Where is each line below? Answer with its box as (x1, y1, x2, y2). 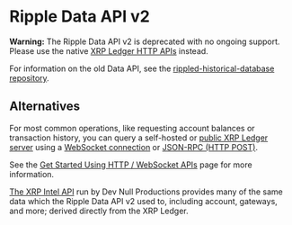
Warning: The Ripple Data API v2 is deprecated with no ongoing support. (9, 36, 280, 47)
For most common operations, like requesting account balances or (9, 122, 255, 133)
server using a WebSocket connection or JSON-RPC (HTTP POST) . (9, 141, 259, 152)
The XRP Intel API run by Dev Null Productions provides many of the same (9, 186, 283, 197)
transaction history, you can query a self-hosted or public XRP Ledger (9, 132, 269, 143)
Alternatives (9, 99, 81, 114)
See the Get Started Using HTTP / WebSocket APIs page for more (9, 159, 253, 170)
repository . (9, 72, 49, 83)
